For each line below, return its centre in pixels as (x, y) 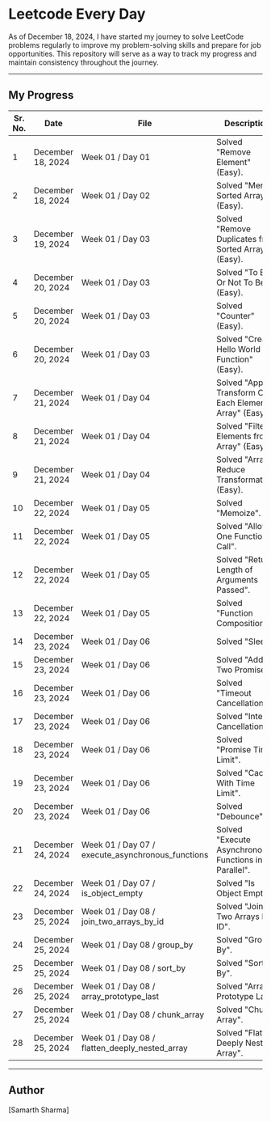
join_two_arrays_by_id (123, 921)
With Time (236, 783)
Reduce (231, 469)
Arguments (237, 579)
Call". (227, 546)
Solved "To (237, 272)
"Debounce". (241, 816)
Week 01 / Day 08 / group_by (137, 945)
